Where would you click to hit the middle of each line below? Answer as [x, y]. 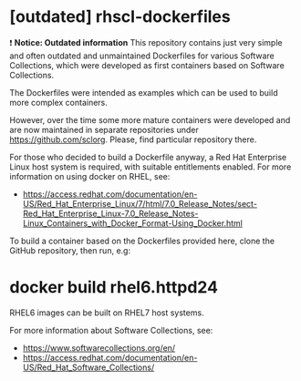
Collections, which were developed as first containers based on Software [147, 65]
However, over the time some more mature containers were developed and [150, 119]
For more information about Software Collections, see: [111, 330]
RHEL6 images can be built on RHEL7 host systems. [107, 313]
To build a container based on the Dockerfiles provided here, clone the [142, 241]
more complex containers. [58, 102]
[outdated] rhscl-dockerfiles [120, 17]
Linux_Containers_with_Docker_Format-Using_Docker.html [133, 223]
